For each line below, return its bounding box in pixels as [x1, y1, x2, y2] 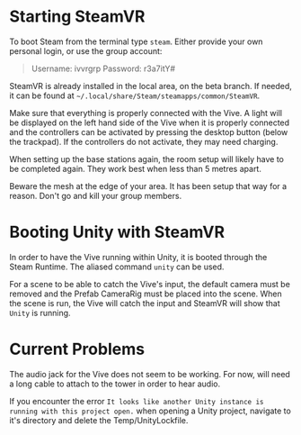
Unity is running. [9, 307, 71, 318]
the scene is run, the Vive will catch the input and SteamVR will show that [9, 297, 280, 308]
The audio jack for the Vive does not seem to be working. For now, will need [9, 368, 290, 379]
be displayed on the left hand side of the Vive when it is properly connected [9, 117, 290, 128]
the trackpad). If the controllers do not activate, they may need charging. [9, 136, 279, 147]
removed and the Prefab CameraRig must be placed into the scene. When [9, 288, 282, 299]
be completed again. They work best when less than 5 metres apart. [9, 163, 262, 174]
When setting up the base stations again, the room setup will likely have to [9, 153, 285, 164]
